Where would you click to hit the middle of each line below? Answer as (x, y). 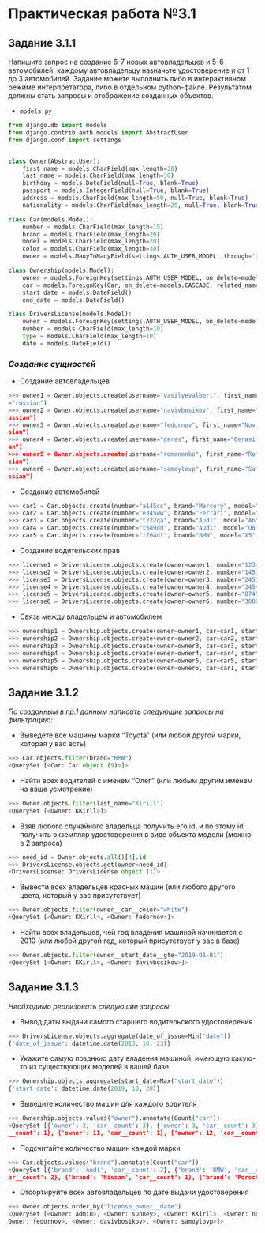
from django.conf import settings (65, 140)
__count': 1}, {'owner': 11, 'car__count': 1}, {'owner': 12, (112, 1133)
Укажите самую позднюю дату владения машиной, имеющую (125, 1058)
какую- (244, 1058)
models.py (36, 111)
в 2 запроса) (41, 843)
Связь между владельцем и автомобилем (91, 616)
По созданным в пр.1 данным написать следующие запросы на (116, 711)
